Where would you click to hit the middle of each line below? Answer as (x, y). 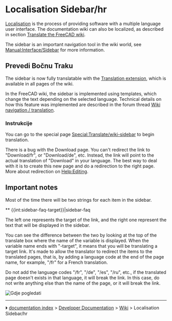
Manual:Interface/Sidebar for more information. (55, 50)
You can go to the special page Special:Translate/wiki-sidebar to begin (80, 135)
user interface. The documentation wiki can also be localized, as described (84, 29)
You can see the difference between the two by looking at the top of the (81, 235)
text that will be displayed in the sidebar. (48, 225)
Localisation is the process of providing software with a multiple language (83, 24)
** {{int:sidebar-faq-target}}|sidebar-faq (48, 210)
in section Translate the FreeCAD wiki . (46, 34)
